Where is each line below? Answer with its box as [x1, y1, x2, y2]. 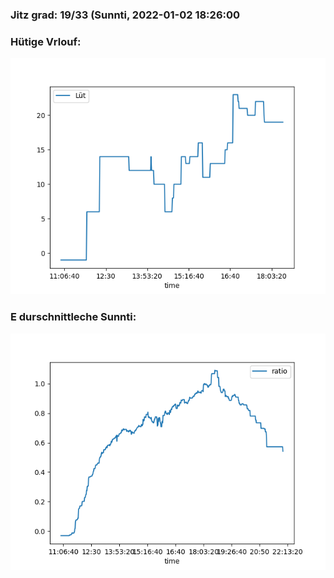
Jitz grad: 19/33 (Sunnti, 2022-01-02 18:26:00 [10, 8, 241, 22]
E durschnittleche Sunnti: [10, 310, 137, 324]
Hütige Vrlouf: [10, 34, 82, 48]
